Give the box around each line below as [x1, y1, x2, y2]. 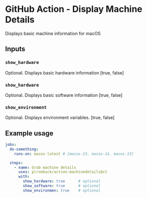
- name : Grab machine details [14, 165, 77, 170]
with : [18, 174, 30, 179]
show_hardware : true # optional [23, 179, 100, 184]
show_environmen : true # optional [23, 188, 100, 193]
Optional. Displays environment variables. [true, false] [5, 115, 115, 121]
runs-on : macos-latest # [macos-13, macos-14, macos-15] [14, 151, 134, 156]
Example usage [5, 129, 53, 137]
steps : [9, 160, 23, 165]
